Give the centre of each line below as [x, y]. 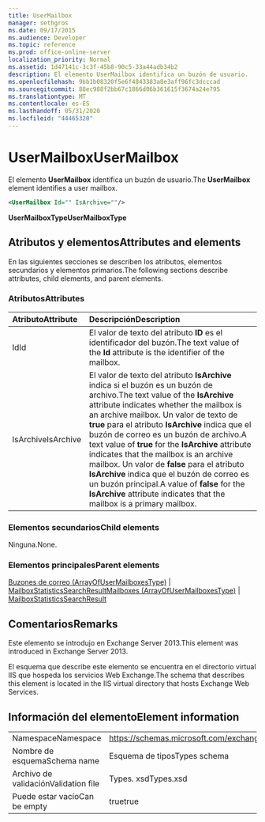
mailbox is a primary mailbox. [143, 503]
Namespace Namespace [57, 738]
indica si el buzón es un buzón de [151, 384]
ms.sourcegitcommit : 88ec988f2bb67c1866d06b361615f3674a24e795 [114, 89]
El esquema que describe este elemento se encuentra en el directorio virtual [132, 667]
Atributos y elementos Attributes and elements [125, 242]
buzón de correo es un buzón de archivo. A [168, 434]
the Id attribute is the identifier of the [157, 352]
